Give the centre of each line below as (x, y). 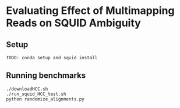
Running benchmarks (46, 76)
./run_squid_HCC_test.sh (36, 94)
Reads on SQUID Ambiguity (73, 23)
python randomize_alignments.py (45, 99)
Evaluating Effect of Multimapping (90, 11)
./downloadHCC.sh (27, 89)
